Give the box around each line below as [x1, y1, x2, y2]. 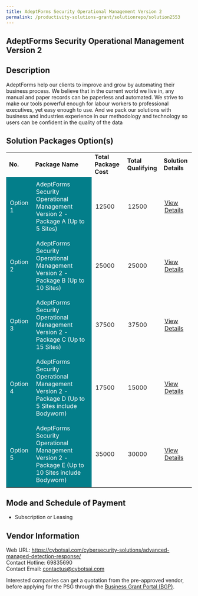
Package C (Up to [36, 335, 85, 344]
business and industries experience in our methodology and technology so [6, 112, 188, 119]
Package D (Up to [36, 394, 85, 403]
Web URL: [6, 546, 31, 553]
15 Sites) [36, 342, 62, 351]
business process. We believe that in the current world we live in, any [6, 87, 174, 95]
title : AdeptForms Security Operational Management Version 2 [6, 8, 162, 15]
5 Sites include [36, 401, 77, 410]
